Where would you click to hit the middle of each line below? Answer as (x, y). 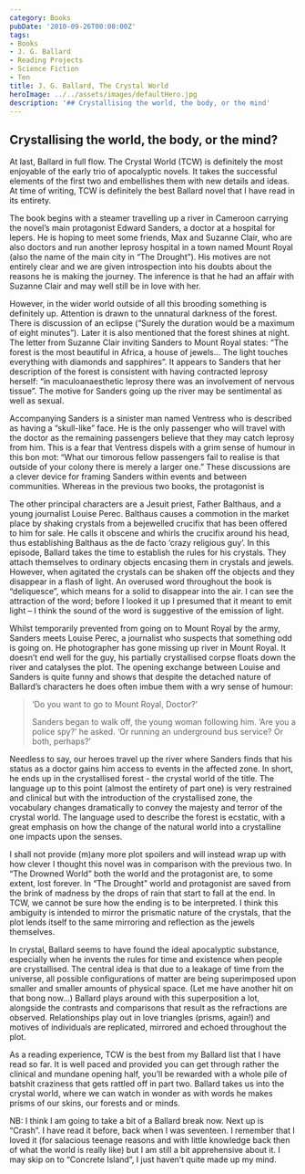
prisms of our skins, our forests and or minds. (95, 1103)
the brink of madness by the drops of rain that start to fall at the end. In (142, 893)
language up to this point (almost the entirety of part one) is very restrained (151, 788)
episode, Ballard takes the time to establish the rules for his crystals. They (148, 552)
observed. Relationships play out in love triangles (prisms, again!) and (140, 1018)
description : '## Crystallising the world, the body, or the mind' (140, 103)
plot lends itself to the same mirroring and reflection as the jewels (132, 922)
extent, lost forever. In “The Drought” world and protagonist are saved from (150, 884)
